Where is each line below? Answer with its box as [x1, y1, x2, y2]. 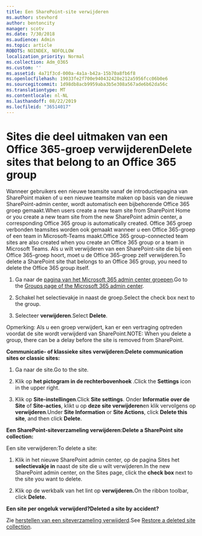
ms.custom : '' [6, 64, 42, 71]
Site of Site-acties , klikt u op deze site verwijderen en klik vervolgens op [14, 402, 196, 409]
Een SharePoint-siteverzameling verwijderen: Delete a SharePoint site [6, 427, 183, 434]
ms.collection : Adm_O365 [6, 59, 69, 65]
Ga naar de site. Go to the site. [14, 366, 89, 373]
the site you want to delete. [14, 475, 83, 483]
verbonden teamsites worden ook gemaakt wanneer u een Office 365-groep [6, 226, 195, 233]
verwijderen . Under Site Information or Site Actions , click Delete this [14, 409, 188, 416]
